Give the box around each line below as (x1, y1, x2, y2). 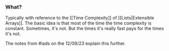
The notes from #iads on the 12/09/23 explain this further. (5, 40, 126, 46)
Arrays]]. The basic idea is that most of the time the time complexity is (5, 20, 152, 26)
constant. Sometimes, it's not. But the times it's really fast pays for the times (5, 25, 164, 31)
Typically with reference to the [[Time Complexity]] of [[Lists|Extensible (5, 15, 154, 21)
